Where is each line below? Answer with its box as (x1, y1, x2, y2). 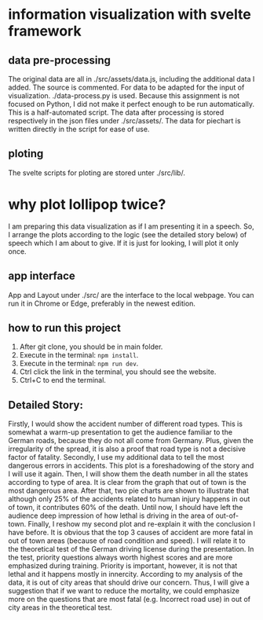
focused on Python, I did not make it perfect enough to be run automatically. (8, 100, 255, 108)
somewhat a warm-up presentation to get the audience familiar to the (8, 427, 233, 437)
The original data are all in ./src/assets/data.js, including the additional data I (8, 75, 255, 83)
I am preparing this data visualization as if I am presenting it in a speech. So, (8, 222, 254, 231)
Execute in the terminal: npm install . (19, 350, 139, 360)
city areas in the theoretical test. (8, 603, 112, 612)
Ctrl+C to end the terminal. (19, 376, 106, 385)
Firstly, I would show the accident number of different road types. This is (8, 419, 243, 429)
